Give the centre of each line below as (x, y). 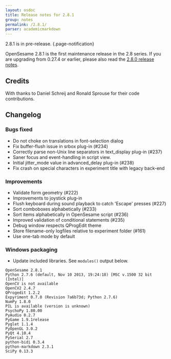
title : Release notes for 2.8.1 (40, 15)
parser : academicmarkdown (33, 29)
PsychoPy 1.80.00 (24, 311)
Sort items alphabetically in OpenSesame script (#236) (71, 214)
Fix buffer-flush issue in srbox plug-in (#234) (60, 146)
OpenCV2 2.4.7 (20, 289)
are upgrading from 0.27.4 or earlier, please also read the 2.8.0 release (80, 59)
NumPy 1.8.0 (18, 302)
